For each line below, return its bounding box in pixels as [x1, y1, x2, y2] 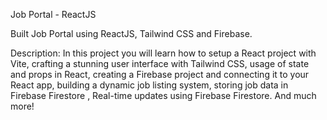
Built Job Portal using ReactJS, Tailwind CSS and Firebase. [10, 28, 253, 39]
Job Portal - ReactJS [10, 9, 97, 20]
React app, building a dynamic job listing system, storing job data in [10, 79, 289, 91]
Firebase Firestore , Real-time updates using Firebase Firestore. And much [10, 90, 317, 101]
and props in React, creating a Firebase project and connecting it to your [10, 69, 310, 80]
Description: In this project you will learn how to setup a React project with [10, 47, 317, 59]
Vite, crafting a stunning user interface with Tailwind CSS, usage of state [10, 58, 310, 69]
